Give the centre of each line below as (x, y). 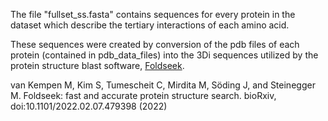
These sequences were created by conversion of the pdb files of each (155, 44)
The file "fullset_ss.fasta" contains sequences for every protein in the (153, 14)
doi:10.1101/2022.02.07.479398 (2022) (89, 106)
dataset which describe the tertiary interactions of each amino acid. (150, 25)
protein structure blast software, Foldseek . (97, 65)
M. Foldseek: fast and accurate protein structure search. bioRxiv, (143, 95)
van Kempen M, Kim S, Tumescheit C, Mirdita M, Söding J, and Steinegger (163, 85)
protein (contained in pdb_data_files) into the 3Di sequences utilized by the (164, 55)
